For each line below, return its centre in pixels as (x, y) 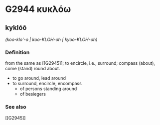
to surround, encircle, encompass (47, 84)
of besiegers (33, 94)
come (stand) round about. (33, 69)
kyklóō (16, 28)
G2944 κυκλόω (38, 9)
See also (16, 107)
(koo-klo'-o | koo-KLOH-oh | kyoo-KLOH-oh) (51, 39)
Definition (17, 52)
